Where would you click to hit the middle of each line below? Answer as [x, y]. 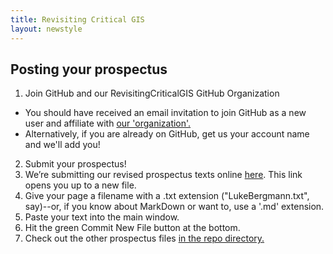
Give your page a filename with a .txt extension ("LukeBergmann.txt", [167, 196]
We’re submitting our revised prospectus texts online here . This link [163, 175]
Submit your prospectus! [75, 164]
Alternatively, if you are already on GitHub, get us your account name [167, 134]
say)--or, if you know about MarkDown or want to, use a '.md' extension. [174, 207]
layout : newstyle [46, 29]
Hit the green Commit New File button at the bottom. [132, 228]
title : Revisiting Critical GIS [77, 19]
